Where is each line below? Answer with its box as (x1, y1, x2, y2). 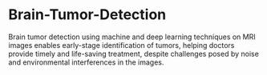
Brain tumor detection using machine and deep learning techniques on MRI (8, 32, 256, 41)
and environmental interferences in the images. (8, 57, 164, 67)
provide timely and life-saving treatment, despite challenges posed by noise (8, 49, 259, 58)
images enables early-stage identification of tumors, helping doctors (8, 40, 235, 49)
